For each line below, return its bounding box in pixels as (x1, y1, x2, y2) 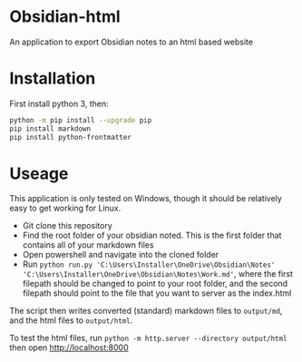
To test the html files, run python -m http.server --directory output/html (9, 333, 287, 344)
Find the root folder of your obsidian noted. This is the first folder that (22, 230, 282, 241)
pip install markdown (9, 124, 92, 133)
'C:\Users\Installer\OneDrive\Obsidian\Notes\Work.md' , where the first (22, 269, 293, 279)
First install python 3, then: (9, 98, 109, 109)
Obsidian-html (9, 6, 121, 27)
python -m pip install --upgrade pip (9, 115, 152, 124)
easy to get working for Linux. (9, 202, 122, 214)
